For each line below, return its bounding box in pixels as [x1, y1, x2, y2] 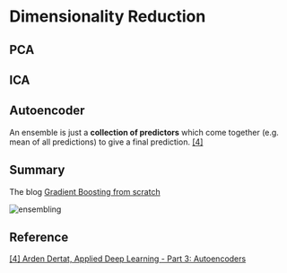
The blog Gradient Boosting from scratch [9, 186, 161, 197]
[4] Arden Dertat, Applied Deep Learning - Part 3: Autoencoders [9, 253, 247, 264]
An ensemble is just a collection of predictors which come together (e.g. [9, 127, 280, 137]
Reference [9, 229, 69, 244]
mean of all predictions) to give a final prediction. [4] [9, 136, 204, 147]
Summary [9, 163, 65, 178]
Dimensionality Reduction [9, 6, 206, 27]
